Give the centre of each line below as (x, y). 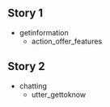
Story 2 (26, 66)
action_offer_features (67, 41)
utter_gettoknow (59, 94)
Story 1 (25, 13)
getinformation (44, 32)
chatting (33, 86)
